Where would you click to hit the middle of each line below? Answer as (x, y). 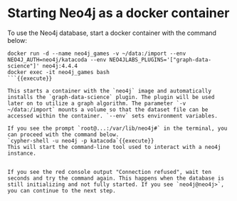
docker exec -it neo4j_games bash (59, 72)
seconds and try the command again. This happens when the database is (116, 178)
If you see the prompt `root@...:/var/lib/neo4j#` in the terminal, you (117, 128)
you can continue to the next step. (62, 190)
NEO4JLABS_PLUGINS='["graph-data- (160, 60)
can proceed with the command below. (63, 134)
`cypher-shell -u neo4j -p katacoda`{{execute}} (81, 140)
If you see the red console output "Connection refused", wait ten (110, 172)
